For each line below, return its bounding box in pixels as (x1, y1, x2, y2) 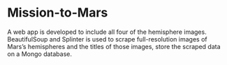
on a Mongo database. (7, 50, 72, 58)
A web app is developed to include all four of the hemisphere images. (7, 28, 207, 36)
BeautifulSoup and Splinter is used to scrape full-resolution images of (7, 35, 207, 43)
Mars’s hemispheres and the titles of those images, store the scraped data (7, 42, 221, 50)
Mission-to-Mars (7, 5, 108, 21)
